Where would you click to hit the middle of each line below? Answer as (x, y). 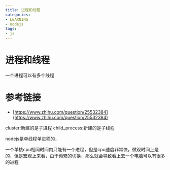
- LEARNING (17, 19)
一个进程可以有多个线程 (30, 75)
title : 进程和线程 (23, 10)
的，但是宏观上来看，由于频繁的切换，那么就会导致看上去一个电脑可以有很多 (85, 156)
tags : (11, 29)
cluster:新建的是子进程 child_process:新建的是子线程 (60, 128)
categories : (18, 15)
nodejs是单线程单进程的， (32, 139)
